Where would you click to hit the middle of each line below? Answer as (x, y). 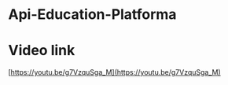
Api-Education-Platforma (92, 15)
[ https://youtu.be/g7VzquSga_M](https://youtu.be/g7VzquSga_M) (115, 72)
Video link (42, 51)
